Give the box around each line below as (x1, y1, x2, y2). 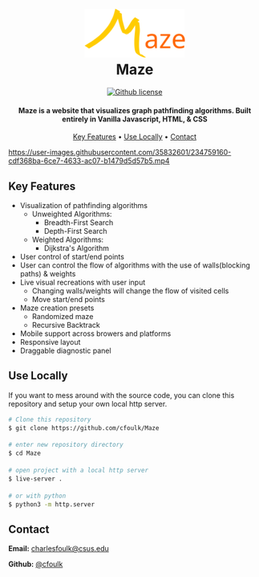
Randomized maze (31, 311, 94, 321)
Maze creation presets (19, 303, 95, 313)
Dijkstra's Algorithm (43, 243, 110, 252)
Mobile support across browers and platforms (19, 329, 172, 338)
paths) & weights (19, 268, 76, 278)
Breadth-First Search (43, 217, 114, 227)
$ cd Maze (8, 449, 42, 457)
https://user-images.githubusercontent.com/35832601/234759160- (8, 148, 232, 158)
